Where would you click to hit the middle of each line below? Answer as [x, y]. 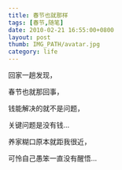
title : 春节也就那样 [38, 15]
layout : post [30, 37]
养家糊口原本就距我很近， [50, 141]
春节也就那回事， [36, 92]
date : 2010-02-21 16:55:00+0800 [61, 30]
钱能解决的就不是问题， [46, 108]
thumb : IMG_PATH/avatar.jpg [54, 45]
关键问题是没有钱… [39, 125]
